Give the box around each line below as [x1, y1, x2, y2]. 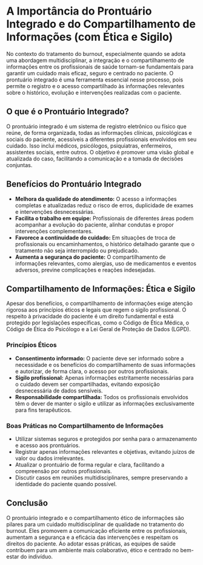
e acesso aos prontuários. [15, 442, 81, 449]
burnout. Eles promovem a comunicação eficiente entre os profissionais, [6, 527, 188, 534]
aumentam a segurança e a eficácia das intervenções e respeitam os [6, 533, 179, 541]
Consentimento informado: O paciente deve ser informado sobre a [15, 354, 184, 362]
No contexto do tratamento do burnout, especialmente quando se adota [6, 50, 186, 57]
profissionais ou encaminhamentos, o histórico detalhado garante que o [15, 240, 195, 247]
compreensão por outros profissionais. [15, 467, 112, 474]
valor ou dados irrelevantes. [15, 454, 85, 462]
